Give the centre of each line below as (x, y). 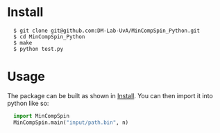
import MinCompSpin (42, 116)
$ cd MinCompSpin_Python (49, 37)
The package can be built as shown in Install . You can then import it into (110, 95)
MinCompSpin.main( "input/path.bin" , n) (71, 123)
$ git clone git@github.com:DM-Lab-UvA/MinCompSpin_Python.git (107, 31)
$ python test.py (39, 49)
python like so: (28, 103)
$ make (23, 42)
